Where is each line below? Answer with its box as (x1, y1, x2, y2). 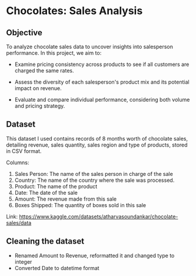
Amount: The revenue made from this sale (14, 195, 117, 202)
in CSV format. (6, 147, 42, 154)
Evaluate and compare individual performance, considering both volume (14, 96, 190, 103)
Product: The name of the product (14, 182, 98, 189)
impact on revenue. (14, 85, 62, 92)
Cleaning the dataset (6, 237, 84, 247)
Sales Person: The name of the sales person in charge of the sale (14, 170, 174, 177)
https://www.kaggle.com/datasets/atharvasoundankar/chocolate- (19, 213, 178, 220)
